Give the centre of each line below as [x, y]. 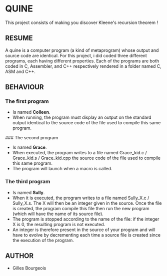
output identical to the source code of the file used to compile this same [86, 123]
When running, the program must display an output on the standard [82, 117]
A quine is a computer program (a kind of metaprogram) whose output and [82, 50]
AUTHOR [19, 256]
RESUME [19, 38]
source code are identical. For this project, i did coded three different [76, 55]
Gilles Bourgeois [29, 268]
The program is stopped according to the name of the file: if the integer [86, 219]
